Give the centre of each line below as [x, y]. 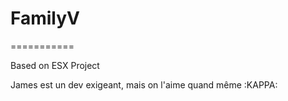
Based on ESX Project [55, 65]
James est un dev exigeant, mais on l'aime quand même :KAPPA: [144, 84]
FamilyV [45, 18]
